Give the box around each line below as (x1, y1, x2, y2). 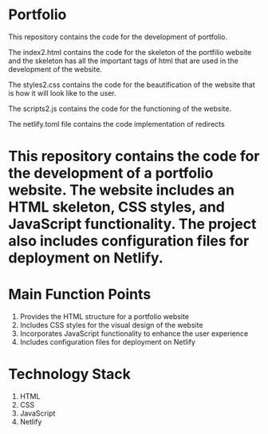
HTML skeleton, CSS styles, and (8, 198, 225, 216)
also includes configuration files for (8, 232, 250, 251)
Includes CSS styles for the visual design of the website (19, 321, 203, 330)
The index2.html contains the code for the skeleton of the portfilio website (8, 47, 252, 57)
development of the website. (8, 64, 102, 73)
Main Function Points (8, 286, 152, 304)
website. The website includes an (8, 181, 235, 199)
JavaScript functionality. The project (8, 215, 257, 233)
